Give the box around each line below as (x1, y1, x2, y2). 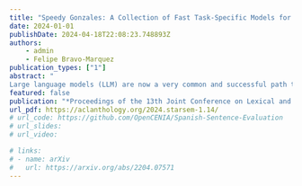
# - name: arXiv (9, 155, 70, 164)
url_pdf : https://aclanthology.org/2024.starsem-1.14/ (9, 105, 219, 114)
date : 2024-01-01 (9, 22, 75, 31)
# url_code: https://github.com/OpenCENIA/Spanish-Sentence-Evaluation (9, 113, 283, 122)
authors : (9, 38, 42, 48)
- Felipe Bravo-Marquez (25, 55, 115, 64)
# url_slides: (9, 122, 63, 131)
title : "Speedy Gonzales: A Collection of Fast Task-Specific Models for (9, 13, 292, 22)
